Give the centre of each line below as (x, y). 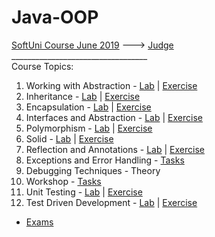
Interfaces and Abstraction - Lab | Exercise (114, 117)
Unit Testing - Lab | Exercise (84, 192)
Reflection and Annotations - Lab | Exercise (115, 149)
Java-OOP (55, 17)
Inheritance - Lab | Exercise (83, 96)
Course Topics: (42, 66)
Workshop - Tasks (63, 181)
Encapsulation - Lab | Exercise (88, 107)
